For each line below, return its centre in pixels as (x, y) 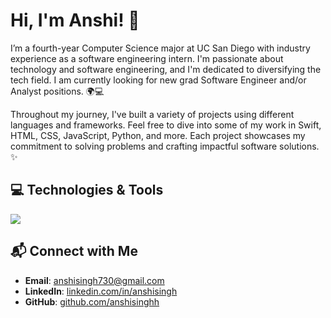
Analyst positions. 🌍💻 (57, 91)
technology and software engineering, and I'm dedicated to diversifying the (166, 69)
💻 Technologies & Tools (87, 190)
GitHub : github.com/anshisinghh (92, 301)
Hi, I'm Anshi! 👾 (75, 20)
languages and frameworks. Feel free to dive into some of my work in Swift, (166, 125)
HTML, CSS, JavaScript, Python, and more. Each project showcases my (158, 135)
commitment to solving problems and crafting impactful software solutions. (165, 146)
